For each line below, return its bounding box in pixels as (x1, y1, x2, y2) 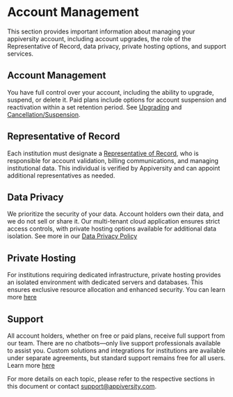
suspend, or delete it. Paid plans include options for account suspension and (7, 95, 227, 104)
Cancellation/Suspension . (7, 110, 81, 118)
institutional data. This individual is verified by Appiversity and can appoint (7, 164, 220, 172)
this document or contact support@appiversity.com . (7, 382, 157, 390)
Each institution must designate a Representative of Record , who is (7, 149, 200, 157)
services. (7, 49, 33, 58)
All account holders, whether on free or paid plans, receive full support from (7, 332, 225, 340)
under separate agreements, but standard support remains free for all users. (7, 354, 226, 362)
